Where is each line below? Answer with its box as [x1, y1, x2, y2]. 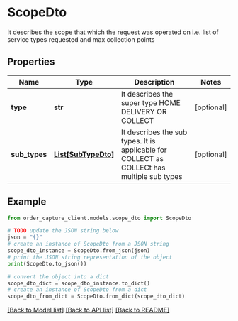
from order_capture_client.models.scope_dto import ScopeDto [7, 214, 192, 222]
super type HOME [121, 97, 181, 107]
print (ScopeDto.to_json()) [7, 260, 87, 267]
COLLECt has [121, 163, 166, 173]
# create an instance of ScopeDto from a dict [7, 286, 147, 293]
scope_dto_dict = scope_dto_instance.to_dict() [7, 280, 151, 287]
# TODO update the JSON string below [7, 227, 119, 234]
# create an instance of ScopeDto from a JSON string [7, 241, 170, 248]
